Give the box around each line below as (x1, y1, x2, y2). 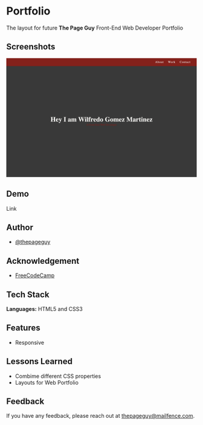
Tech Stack (6, 289, 50, 299)
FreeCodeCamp (14, 272, 55, 279)
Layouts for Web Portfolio (14, 379, 79, 386)
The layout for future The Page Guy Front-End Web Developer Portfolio (6, 24, 183, 31)
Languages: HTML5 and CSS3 (6, 305, 83, 312)
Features (6, 323, 40, 333)
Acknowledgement (6, 255, 80, 266)
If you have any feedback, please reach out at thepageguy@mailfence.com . (6, 412, 195, 420)
